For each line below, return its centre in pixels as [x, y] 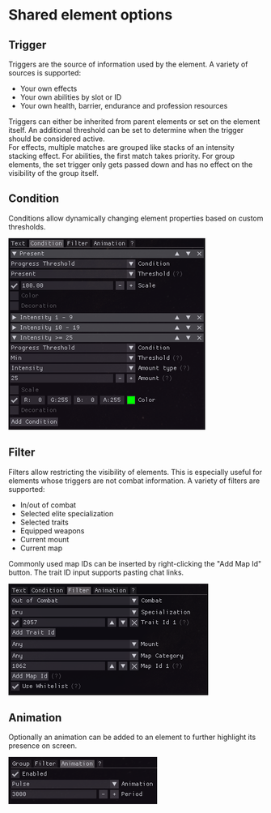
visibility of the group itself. [53, 173]
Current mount [44, 539]
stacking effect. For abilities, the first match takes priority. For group [122, 156]
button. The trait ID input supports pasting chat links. [96, 572]
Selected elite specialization [67, 513]
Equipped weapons [52, 531]
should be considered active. [57, 139]
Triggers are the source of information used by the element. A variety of [128, 64]
